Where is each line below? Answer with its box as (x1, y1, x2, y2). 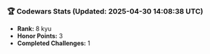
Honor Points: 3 (16, 32, 63, 40)
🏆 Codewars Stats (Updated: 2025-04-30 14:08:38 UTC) (7, 6, 204, 16)
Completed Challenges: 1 (16, 39, 91, 47)
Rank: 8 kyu (16, 25, 51, 33)
